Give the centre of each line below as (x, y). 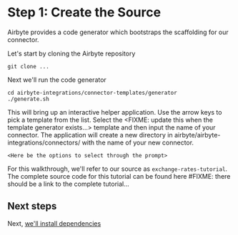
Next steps (32, 206)
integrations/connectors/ (44, 142)
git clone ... (29, 66)
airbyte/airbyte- (197, 135)
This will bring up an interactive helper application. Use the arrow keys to (115, 112)
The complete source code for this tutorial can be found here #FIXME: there (119, 176)
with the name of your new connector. (138, 142)
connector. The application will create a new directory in (90, 135)
